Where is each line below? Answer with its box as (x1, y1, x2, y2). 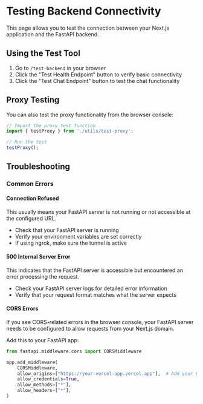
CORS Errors (6, 305, 39, 313)
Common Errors (6, 180, 54, 188)
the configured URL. (6, 214, 57, 222)
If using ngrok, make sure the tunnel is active (14, 239, 127, 247)
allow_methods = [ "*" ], (17, 382, 71, 388)
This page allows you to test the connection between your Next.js (6, 24, 170, 31)
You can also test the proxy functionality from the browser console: (6, 111, 174, 118)
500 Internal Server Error (6, 253, 71, 260)
